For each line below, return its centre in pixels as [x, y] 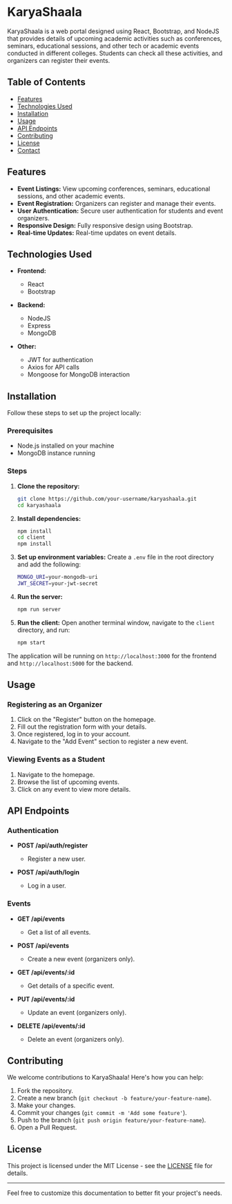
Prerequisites [30, 431]
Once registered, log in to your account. [74, 734]
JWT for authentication [60, 360]
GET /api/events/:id [46, 972]
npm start [31, 642]
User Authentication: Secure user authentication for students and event [120, 211]
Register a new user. [57, 859]
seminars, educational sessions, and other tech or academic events [103, 46]
